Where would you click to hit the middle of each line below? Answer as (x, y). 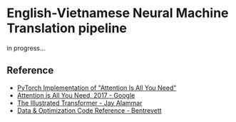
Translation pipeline (67, 28)
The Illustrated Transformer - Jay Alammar (79, 103)
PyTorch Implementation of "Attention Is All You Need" (97, 88)
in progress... (26, 48)
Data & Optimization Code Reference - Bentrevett (89, 110)
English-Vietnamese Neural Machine (118, 13)
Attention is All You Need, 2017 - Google (76, 95)
